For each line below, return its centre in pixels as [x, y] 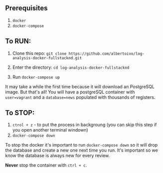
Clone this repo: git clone [39, 53]
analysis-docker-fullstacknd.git [47, 58]
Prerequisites [26, 8]
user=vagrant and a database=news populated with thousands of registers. [80, 97]
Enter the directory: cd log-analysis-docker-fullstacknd [71, 67]
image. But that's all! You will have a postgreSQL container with [70, 92]
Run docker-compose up [36, 77]
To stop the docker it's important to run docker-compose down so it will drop [81, 145]
